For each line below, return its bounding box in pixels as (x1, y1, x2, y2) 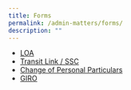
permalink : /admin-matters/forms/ (8, 19, 124, 27)
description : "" (8, 26, 62, 34)
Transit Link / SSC (19, 57, 80, 66)
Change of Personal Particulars (19, 65, 123, 75)
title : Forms (8, 11, 52, 20)
